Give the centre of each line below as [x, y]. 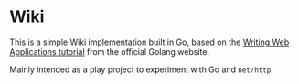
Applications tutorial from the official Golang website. [110, 51]
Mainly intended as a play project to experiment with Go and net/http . [142, 69]
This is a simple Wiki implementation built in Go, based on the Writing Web [149, 42]
